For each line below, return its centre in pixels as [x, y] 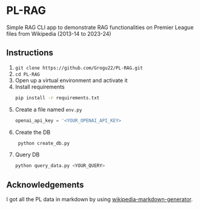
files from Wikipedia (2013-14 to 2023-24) [59, 33]
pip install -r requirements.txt [57, 98]
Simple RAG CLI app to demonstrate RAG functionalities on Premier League [100, 27]
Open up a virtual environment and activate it [71, 80]
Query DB [27, 154]
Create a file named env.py [48, 109]
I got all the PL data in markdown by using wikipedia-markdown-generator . [99, 199]
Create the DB [32, 132]
